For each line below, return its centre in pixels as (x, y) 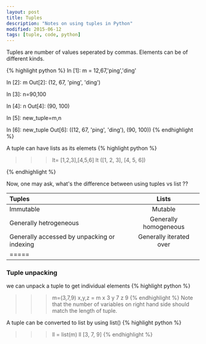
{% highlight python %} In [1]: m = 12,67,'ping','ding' (71, 70)
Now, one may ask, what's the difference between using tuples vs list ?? (97, 184)
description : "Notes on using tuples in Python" (70, 23)
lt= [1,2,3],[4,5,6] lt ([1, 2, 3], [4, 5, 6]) (99, 160)
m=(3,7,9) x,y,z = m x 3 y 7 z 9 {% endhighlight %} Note (122, 298)
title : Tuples (25, 18)
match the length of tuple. (85, 311)
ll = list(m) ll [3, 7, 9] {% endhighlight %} (102, 335)
